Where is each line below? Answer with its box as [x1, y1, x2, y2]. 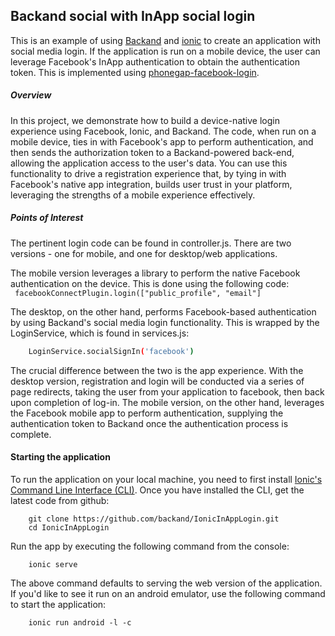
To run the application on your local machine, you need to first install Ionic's [10, 473, 323, 485]
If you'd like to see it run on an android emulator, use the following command [10, 587, 326, 599]
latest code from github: [10, 494, 110, 506]
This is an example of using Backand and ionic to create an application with [10, 34, 321, 46]
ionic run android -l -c [28, 617, 132, 628]
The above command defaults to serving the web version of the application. [10, 577, 323, 589]
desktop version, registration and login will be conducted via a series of [10, 375, 305, 387]
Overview [10, 89, 52, 101]
